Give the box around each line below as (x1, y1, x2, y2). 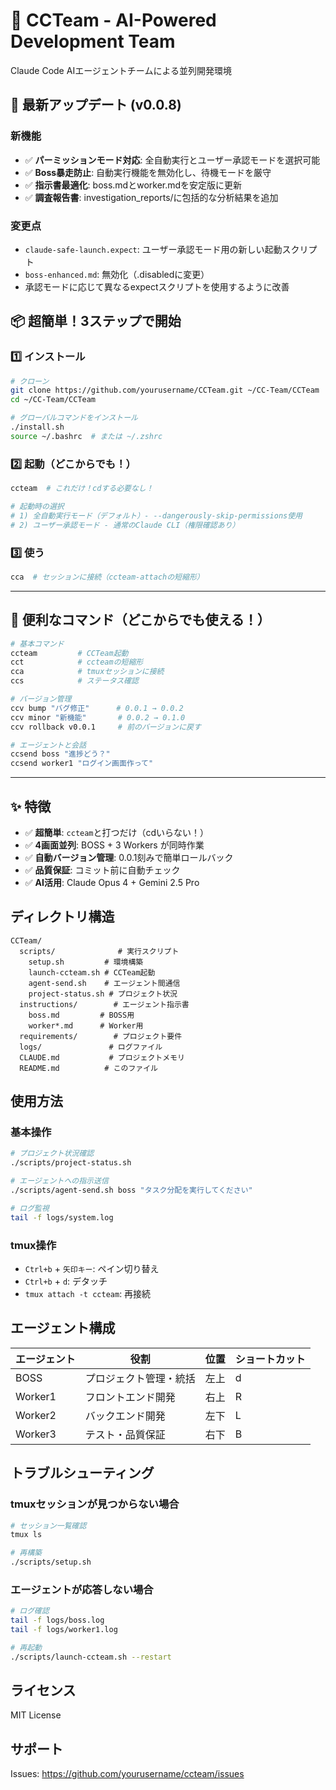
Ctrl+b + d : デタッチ (24, 1275, 108, 1287)
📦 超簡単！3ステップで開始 (10, 313, 182, 330)
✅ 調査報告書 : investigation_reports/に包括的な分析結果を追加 (24, 191, 279, 203)
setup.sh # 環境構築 (28, 957, 144, 967)
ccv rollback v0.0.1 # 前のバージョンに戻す (10, 722, 202, 732)
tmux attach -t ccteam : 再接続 (24, 1288, 152, 1299)
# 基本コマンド (10, 639, 65, 649)
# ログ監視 (10, 1203, 50, 1213)
